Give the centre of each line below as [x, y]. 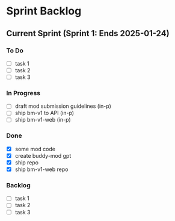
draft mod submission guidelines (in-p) [63, 106]
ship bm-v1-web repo [41, 169]
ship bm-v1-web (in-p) [43, 120]
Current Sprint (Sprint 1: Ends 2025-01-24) [88, 33]
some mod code [35, 149]
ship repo [27, 162]
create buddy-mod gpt [43, 155]
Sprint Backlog [44, 11]
